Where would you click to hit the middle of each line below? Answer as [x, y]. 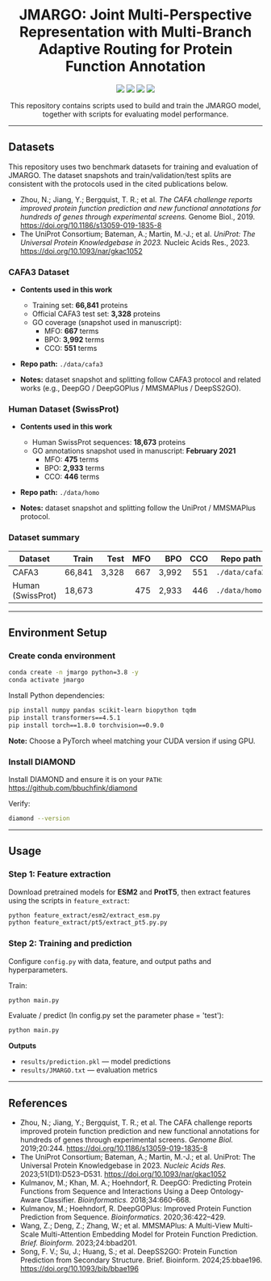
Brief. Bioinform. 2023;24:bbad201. [78, 1243]
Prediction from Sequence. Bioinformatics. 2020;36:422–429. [123, 1217]
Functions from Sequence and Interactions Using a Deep [114, 1191]
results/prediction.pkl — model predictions [95, 1062]
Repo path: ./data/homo [60, 493]
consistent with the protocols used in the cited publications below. [118, 184]
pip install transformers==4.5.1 [65, 717]
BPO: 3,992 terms [74, 340]
